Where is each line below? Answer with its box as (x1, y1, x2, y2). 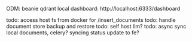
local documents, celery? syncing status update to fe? (6, 29, 139, 36)
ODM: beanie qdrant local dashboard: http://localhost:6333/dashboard (6, 5, 181, 12)
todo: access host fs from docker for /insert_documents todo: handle (6, 17, 176, 23)
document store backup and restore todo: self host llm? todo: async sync (6, 23, 187, 30)
